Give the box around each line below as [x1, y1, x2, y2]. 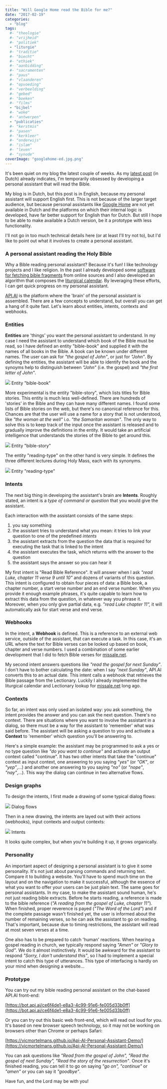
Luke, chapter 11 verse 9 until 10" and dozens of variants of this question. [5, 575, 156, 581]
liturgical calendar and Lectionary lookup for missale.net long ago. [5, 682, 141, 688]
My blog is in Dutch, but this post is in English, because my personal [5, 191, 146, 197]
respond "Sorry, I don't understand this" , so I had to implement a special [5, 952, 154, 958]
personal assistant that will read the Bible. [5, 181, 91, 187]
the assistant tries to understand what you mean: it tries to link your [12, 527, 151, 533]
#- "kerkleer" [9, 133, 39, 138]
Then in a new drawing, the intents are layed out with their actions [5, 813, 141, 820]
